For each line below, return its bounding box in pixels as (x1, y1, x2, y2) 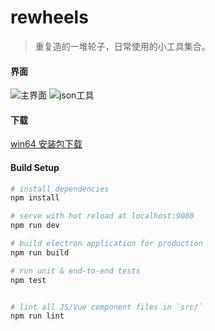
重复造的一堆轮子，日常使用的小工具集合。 (34, 40, 211, 52)
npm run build (10, 247, 70, 258)
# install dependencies (10, 184, 110, 194)
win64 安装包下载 (10, 138, 83, 150)
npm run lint (10, 311, 65, 321)
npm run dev (10, 221, 60, 231)
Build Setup (10, 161, 60, 173)
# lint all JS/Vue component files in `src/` (10, 302, 203, 312)
